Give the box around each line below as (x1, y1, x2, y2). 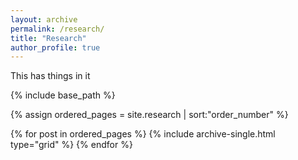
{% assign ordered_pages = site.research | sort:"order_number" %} (10, 109, 289, 121)
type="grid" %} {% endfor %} (10, 139, 133, 151)
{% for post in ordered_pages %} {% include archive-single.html (10, 128, 276, 140)
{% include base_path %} (10, 89, 116, 101)
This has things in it (10, 70, 91, 82)
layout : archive (10, 14, 78, 25)
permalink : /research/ (10, 24, 105, 34)
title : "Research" (10, 33, 87, 43)
